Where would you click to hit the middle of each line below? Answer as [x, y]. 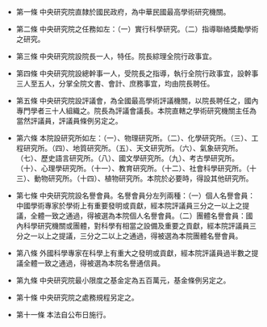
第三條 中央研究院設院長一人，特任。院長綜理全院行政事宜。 [116, 56]
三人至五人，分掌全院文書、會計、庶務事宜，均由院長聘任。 [115, 84]
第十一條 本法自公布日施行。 [63, 314]
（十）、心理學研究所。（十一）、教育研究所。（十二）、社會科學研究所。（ [133, 168]
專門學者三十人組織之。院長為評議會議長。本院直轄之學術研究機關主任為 [136, 111]
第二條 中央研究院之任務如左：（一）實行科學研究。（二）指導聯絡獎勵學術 [137, 29]
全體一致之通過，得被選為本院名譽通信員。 [94, 263]
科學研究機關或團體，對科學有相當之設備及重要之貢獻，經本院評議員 [136, 226]
